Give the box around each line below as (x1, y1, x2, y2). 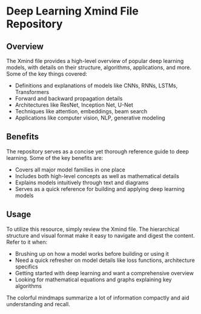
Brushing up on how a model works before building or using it (15, 250, 170, 257)
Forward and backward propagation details (15, 95, 123, 102)
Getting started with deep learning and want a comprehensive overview (15, 269, 194, 276)
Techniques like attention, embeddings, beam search (15, 108, 148, 115)
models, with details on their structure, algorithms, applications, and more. (6, 64, 192, 71)
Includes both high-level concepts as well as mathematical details (15, 172, 180, 179)
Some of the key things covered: (6, 70, 88, 77)
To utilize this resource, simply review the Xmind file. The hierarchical (6, 225, 180, 233)
